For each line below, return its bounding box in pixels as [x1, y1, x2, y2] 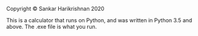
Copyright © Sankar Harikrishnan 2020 [6, 5, 104, 12]
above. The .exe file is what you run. [6, 23, 97, 30]
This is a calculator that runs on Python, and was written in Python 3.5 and [6, 17, 193, 23]
